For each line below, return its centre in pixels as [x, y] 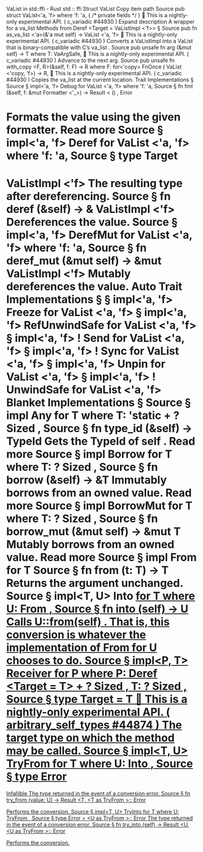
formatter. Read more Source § [85, 130]
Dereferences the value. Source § [92, 222]
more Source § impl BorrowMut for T [99, 506]
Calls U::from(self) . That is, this [88, 622]
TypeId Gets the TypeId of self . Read [101, 441]
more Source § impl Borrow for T [89, 454]
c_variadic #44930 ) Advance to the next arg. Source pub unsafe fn [90, 60]
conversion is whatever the [76, 635]
